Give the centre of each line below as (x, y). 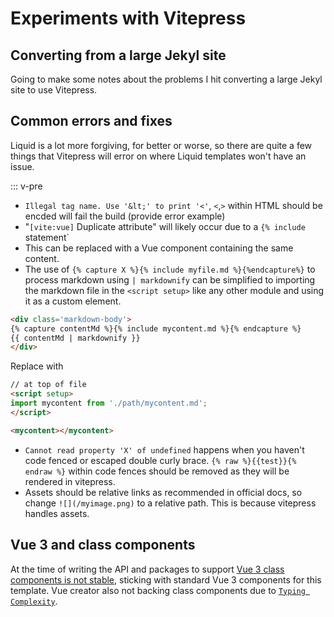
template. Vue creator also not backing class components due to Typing (158, 590)
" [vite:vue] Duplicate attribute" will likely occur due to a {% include (165, 226)
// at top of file (48, 385)
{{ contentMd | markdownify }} (75, 338)
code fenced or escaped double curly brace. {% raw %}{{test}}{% (160, 460)
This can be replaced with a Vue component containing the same (159, 248)
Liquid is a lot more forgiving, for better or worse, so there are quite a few (161, 145)
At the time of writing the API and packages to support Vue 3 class (147, 569)
